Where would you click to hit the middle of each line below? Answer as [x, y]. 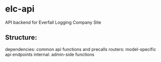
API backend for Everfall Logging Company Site [53, 22]
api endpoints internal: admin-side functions [50, 54]
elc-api [20, 9]
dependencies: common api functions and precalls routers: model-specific [80, 49]
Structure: [21, 38]
